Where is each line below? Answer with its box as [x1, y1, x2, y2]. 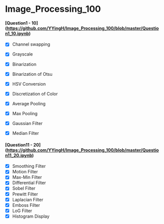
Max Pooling [12, 110, 38, 116]
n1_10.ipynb [5, 31, 29, 36]
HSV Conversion [12, 81, 46, 87]
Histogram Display [12, 213, 50, 219]
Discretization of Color [12, 91, 58, 96]
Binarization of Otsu [12, 71, 53, 77]
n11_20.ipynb [5, 152, 32, 158]
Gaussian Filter [12, 120, 43, 126]
